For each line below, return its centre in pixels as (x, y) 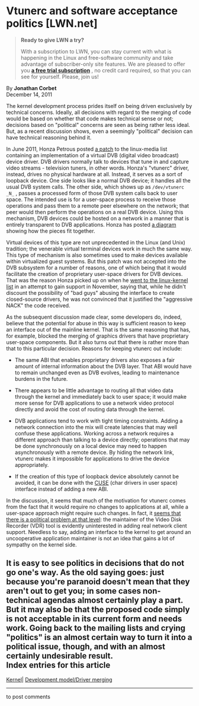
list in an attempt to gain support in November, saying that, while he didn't (96, 287)
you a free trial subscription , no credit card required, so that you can (106, 70)
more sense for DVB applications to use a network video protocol (94, 403)
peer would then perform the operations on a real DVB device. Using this (95, 212)
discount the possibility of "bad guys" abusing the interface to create (90, 292)
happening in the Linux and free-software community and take (97, 58)
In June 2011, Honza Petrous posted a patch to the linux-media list (87, 149)
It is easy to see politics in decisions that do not (95, 563)
